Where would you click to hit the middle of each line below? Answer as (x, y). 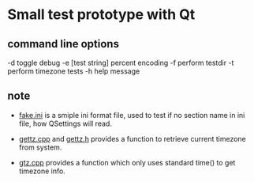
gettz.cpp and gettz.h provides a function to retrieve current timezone (132, 138)
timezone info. (42, 171)
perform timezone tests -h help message (74, 71)
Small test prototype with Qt (101, 15)
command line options (64, 44)
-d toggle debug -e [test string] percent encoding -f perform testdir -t (121, 63)
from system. (40, 147)
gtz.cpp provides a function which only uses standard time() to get (127, 162)
